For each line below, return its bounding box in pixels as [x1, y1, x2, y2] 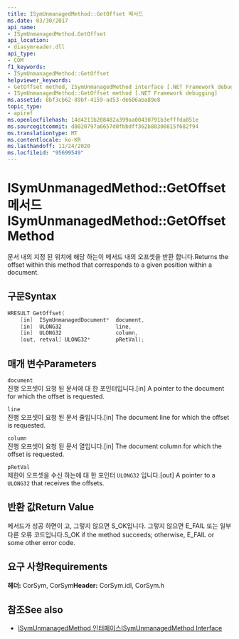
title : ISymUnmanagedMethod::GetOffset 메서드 [7, 10, 144, 18]
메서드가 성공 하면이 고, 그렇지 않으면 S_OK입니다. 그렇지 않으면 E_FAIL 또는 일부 [7, 521, 232, 530]
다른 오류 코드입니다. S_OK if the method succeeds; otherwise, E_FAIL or [7, 530, 215, 539]
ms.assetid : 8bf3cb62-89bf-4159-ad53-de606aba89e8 [7, 97, 161, 104]
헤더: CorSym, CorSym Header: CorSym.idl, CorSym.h [7, 581, 165, 589]
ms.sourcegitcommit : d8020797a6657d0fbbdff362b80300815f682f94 [7, 122, 199, 130]
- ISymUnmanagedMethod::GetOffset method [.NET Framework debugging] [7, 90, 218, 97]
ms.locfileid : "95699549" [7, 149, 84, 157]
